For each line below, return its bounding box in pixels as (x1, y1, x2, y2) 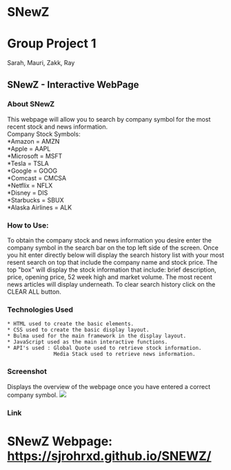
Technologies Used (7, 305, 74, 314)
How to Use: (7, 220, 49, 230)
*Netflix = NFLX (7, 181, 53, 189)
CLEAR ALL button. (7, 288, 62, 296)
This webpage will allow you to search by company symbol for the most (7, 115, 211, 123)
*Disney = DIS (7, 188, 48, 197)
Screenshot (7, 367, 47, 377)
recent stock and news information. (7, 122, 108, 131)
